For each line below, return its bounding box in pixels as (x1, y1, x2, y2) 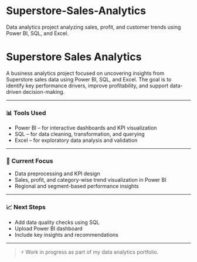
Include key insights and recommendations (14, 231, 118, 238)
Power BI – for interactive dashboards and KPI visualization (14, 124, 157, 131)
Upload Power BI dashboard (14, 224, 83, 232)
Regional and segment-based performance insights (14, 183, 139, 190)
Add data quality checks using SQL (14, 219, 100, 226)
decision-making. (22, 88, 65, 95)
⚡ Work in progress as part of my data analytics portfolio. (20, 248, 159, 256)
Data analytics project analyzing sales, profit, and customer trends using (6, 23, 181, 30)
